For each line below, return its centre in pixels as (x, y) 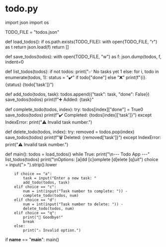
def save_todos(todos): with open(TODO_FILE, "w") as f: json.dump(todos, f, (83, 56)
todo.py (22, 9)
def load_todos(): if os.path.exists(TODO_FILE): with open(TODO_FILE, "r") (81, 41)
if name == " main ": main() (32, 240)
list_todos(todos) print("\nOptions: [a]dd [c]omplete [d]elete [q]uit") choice (82, 159)
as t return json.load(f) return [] (37, 47)
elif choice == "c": (35, 187)
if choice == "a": (33, 174)
